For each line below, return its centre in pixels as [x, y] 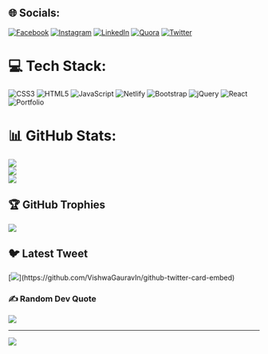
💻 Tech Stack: [57, 66]
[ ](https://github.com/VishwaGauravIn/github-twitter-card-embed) [122, 277]
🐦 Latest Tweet [48, 253]
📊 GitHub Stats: [63, 136]
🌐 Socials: [34, 13]
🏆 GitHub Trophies [57, 205]
